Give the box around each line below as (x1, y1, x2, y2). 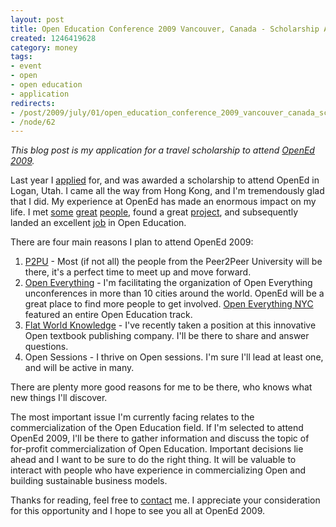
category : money (10, 42, 78, 53)
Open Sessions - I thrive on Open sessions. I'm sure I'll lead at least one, (24, 351, 324, 363)
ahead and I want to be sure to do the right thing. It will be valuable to (10, 454, 297, 466)
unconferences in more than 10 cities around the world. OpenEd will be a (24, 287, 325, 300)
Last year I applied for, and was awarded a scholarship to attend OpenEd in (10, 174, 320, 186)
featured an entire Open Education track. (24, 309, 193, 321)
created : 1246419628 (10, 33, 97, 43)
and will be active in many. (24, 362, 135, 374)
